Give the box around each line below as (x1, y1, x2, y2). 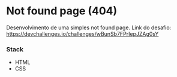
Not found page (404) (6, 4, 118, 18)
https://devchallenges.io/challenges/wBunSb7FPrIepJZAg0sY (6, 30, 159, 37)
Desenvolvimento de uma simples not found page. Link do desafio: (6, 24, 172, 31)
